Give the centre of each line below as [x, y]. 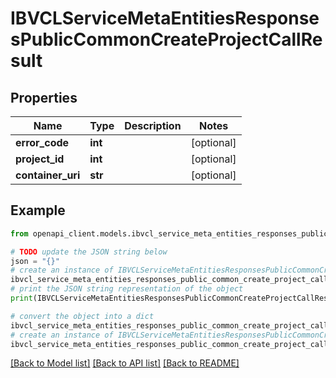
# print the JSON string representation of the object [127, 289]
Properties [44, 97]
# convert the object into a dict [82, 316]
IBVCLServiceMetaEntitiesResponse [165, 18]
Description [153, 125]
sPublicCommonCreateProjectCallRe [166, 39]
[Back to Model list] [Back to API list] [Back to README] [125, 363]
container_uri [48, 175]
